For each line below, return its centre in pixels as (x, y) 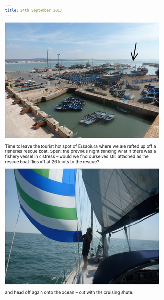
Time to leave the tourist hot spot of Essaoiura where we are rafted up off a (81, 146)
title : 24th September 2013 (34, 10)
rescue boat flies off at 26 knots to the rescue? (52, 161)
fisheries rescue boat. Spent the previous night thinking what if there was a (81, 151)
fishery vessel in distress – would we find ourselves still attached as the (77, 156)
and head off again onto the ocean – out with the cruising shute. (69, 292)
